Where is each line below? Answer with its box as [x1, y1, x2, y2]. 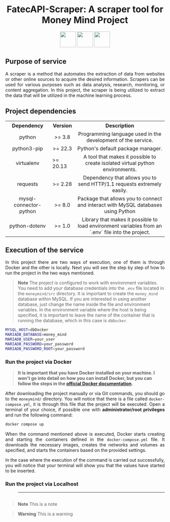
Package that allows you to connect [77, 195, 162, 202]
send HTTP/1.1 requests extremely [78, 180, 162, 187]
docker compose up [5, 422, 44, 427]
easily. [112, 187, 127, 194]
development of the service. [86, 136, 153, 144]
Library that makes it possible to [81, 216, 158, 223]
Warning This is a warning [17, 511, 73, 517]
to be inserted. [5, 468, 36, 474]
